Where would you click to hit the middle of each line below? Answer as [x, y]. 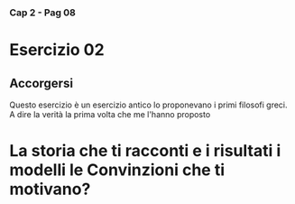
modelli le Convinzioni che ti [117, 170]
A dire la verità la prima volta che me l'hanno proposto [110, 114]
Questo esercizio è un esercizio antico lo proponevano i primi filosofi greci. [148, 105]
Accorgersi [41, 83]
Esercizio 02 [57, 50]
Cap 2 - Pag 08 [43, 13]
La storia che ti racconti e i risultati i [145, 151]
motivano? [50, 189]
